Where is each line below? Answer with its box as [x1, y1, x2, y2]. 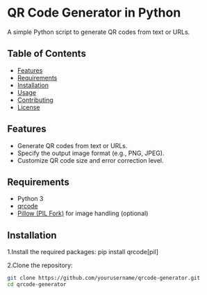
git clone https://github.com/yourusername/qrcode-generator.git [7, 275, 200, 282]
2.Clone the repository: [7, 261, 73, 269]
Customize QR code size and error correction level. [17, 156, 164, 164]
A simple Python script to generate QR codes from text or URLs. [7, 28, 190, 36]
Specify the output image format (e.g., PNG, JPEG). [17, 149, 165, 157]
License [17, 102, 40, 111]
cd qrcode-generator [7, 281, 67, 288]
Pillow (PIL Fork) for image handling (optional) [17, 209, 149, 217]
